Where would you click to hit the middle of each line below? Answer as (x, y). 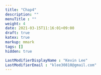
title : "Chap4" (21, 10)
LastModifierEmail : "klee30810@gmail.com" (51, 65)
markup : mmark (20, 42)
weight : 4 (15, 24)
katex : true (17, 38)
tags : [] (14, 47)
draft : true (17, 33)
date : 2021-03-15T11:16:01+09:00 (40, 28)
